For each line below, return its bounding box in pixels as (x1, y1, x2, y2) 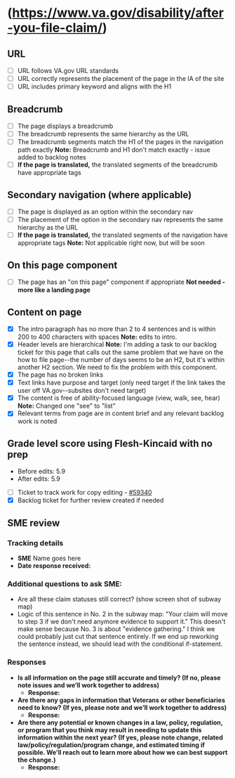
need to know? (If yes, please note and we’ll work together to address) (17, 703, 227, 711)
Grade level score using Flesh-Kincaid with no (7, 437, 213, 449)
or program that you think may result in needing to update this (17, 725, 202, 734)
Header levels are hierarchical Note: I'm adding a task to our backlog (17, 340, 217, 349)
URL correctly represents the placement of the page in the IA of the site (17, 74, 224, 83)
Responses (7, 657, 47, 667)
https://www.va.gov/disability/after (12, 5, 224, 21)
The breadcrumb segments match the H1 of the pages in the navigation (17, 138, 224, 146)
